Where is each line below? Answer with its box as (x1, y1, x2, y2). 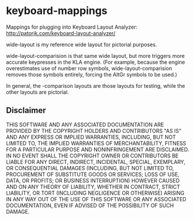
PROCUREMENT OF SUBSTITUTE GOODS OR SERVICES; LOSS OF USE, (6, 171, 180, 178)
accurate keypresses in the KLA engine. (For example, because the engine (6, 59, 185, 66)
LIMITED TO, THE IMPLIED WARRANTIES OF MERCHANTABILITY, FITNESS (6, 139, 186, 147)
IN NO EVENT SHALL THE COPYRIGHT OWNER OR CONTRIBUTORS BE (6, 152, 179, 159)
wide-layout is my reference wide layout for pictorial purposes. (6, 41, 157, 48)
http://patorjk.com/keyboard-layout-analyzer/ (6, 29, 116, 36)
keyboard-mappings (6, 4, 108, 18)
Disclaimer (6, 105, 46, 115)
